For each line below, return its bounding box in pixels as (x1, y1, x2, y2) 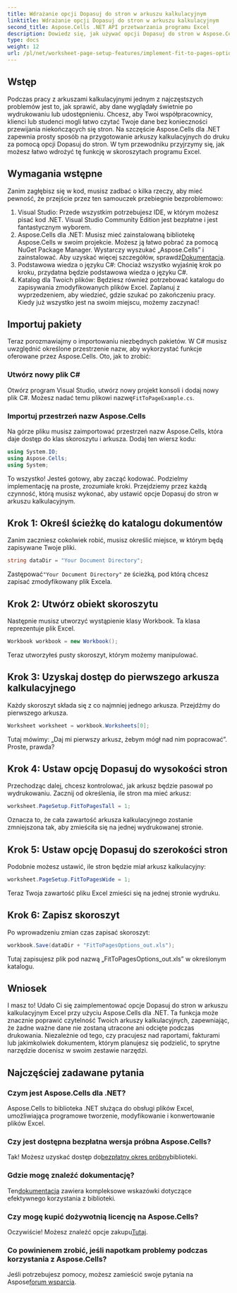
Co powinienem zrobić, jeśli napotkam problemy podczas (7, 1245, 208, 1255)
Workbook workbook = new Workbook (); (7, 638, 119, 645)
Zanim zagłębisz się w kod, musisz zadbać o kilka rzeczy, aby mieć (7, 187, 203, 195)
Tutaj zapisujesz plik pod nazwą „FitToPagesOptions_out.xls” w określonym (7, 954, 227, 963)
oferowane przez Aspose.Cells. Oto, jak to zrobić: (7, 352, 152, 361)
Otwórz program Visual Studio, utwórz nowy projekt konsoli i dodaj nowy (7, 386, 219, 394)
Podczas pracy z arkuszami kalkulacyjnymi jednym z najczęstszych (7, 95, 203, 103)
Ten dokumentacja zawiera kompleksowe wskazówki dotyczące (7, 1186, 192, 1195)
